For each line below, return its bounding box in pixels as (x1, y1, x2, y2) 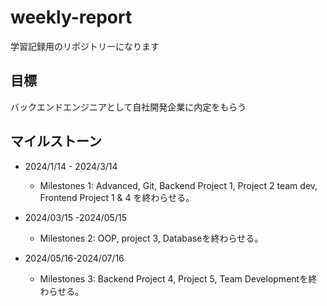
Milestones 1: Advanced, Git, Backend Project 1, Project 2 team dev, (39, 179, 318, 191)
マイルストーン (10, 133, 102, 150)
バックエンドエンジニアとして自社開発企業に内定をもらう (10, 101, 247, 113)
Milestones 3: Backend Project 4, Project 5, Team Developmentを (39, 272, 309, 285)
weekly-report (10, 6, 133, 29)
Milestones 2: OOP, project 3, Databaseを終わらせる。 (39, 232, 264, 244)
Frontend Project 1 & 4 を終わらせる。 (39, 191, 195, 203)
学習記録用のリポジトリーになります (10, 40, 160, 52)
